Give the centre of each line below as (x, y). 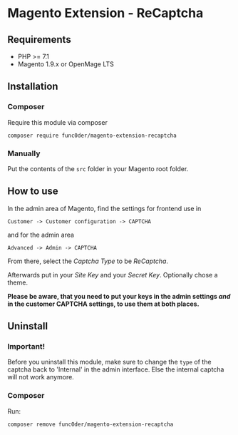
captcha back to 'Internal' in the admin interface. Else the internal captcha (116, 369)
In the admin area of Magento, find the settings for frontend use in (104, 208)
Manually (24, 153)
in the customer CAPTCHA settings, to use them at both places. (103, 304)
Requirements (39, 40)
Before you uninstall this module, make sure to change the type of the (109, 362)
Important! (26, 347)
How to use (33, 191)
